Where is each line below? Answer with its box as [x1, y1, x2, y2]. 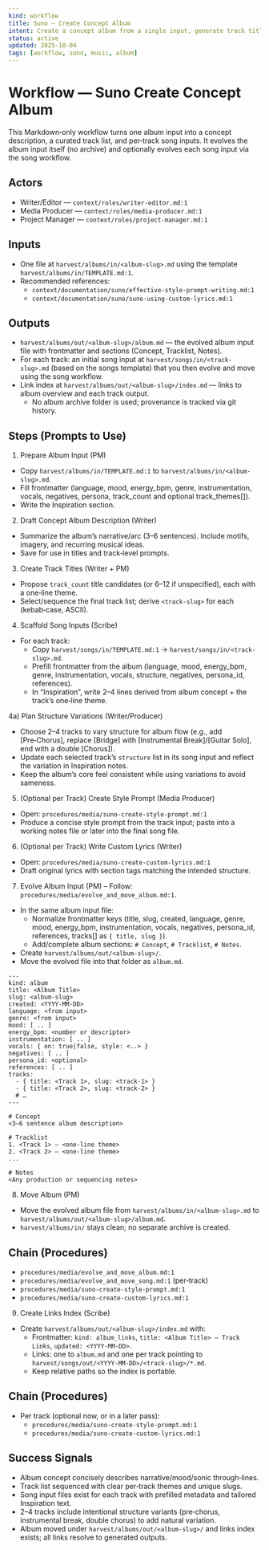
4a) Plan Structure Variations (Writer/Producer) [8, 711, 163, 721]
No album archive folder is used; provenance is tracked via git [31, 397, 236, 407]
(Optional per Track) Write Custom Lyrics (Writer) [19, 842, 183, 852]
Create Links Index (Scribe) [19, 1308, 110, 1317]
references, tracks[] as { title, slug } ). [31, 931, 168, 941]
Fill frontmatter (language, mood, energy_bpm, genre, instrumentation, [19, 483, 252, 493]
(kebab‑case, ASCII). [19, 605, 89, 615]
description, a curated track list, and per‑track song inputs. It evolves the [8, 136, 248, 145]
